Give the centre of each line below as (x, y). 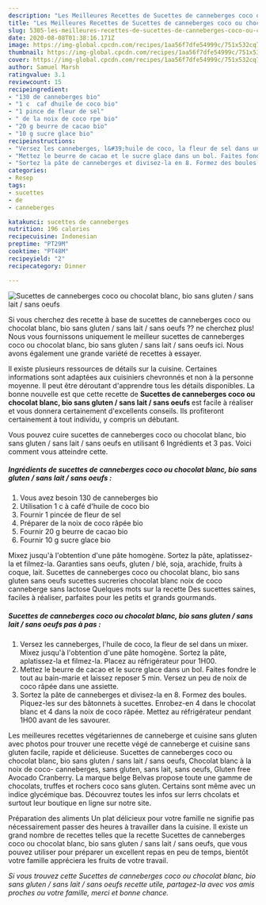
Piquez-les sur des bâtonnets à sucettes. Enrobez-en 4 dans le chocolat (137, 703)
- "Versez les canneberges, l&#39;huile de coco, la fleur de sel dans (129, 148)
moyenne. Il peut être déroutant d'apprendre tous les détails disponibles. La (131, 385)
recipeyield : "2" (37, 259)
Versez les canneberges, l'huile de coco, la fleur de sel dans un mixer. (134, 645)
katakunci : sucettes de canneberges (68, 222)
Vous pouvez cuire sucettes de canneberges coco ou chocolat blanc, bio (127, 434)
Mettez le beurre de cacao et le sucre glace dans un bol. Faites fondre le (138, 670)
